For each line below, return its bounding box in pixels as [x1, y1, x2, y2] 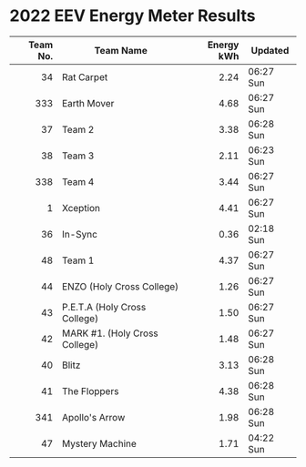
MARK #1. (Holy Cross [62, 327, 159, 340]
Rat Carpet [62, 70, 108, 83]
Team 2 [62, 123, 95, 136]
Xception [62, 201, 101, 214]
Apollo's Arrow [62, 411, 126, 423]
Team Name [94, 44, 148, 56]
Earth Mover [62, 96, 115, 109]
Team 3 [62, 149, 95, 162]
